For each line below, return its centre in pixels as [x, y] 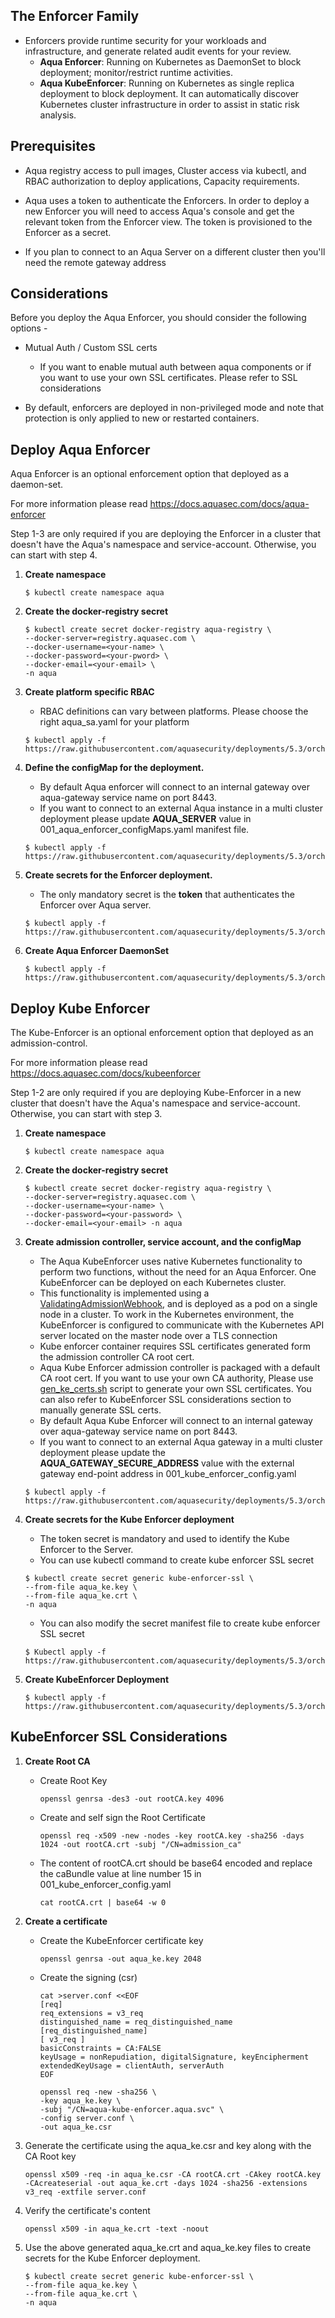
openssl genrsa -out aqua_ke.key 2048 [120, 1959]
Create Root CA [57, 1761]
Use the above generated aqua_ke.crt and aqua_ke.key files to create [168, 2247]
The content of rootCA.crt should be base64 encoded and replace [176, 1863]
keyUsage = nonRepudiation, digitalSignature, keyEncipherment [174, 2057]
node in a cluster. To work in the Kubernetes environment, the [167, 1315]
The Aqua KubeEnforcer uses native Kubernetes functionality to [171, 1261]
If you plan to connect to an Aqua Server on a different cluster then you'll [175, 251]
